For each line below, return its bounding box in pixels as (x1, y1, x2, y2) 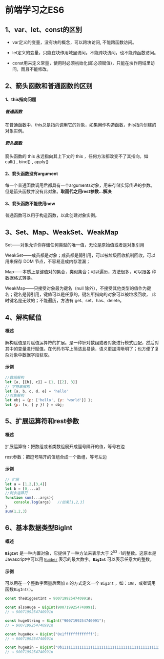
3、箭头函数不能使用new (5, 200, 55, 206)
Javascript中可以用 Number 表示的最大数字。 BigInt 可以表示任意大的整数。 (5, 556, 155, 562)
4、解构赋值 (5, 313, 42, 322)
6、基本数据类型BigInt (5, 524, 73, 532)
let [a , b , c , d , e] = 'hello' (5, 389, 69, 394)
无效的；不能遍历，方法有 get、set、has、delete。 (21, 298, 124, 304)
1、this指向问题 (5, 96, 37, 102)
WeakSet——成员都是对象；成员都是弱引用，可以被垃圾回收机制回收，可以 (5, 252, 156, 258)
